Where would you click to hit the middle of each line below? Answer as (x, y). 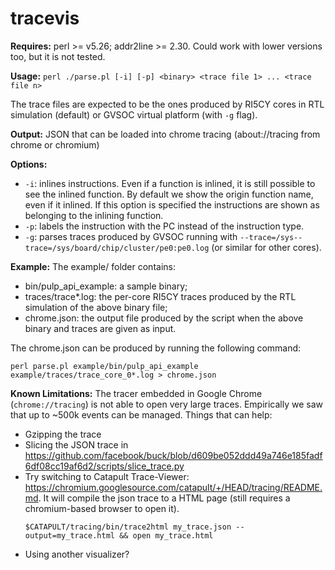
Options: (29, 164)
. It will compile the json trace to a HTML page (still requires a (164, 498)
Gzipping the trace (63, 434)
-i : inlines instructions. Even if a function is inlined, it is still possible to (170, 183)
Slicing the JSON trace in (76, 444)
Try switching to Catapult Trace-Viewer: (107, 476)
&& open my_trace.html (166, 535)
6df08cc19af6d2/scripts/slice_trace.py (104, 466)
